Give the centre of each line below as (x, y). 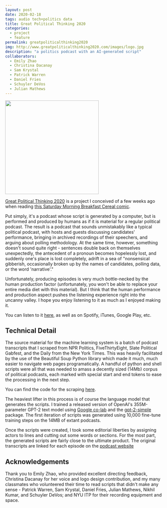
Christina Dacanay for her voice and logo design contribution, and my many (83, 479)
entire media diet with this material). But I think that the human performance (83, 289)
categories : (17, 28)
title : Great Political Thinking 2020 (45, 24)
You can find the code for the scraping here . (51, 390)
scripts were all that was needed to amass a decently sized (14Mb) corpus (82, 369)
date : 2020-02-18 (23, 14)
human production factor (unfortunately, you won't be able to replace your (82, 284)
